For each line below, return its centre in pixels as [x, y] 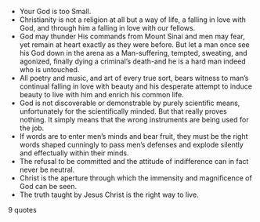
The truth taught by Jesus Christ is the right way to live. [109, 195]
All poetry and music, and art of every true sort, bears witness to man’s [134, 78]
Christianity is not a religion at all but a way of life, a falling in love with [133, 20]
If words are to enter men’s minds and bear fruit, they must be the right [134, 136]
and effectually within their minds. [74, 153]
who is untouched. [49, 69]
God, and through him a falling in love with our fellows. [107, 28]
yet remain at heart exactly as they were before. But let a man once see [134, 45]
